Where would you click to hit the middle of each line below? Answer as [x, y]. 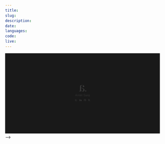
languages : [16, 31]
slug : [11, 15]
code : [11, 36]
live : [11, 42]
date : [11, 26]
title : [12, 10]
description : [18, 21]
